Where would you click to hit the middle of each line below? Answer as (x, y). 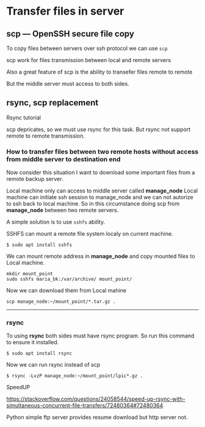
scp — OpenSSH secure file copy (70, 34)
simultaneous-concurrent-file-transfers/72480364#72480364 (85, 406)
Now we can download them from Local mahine (67, 291)
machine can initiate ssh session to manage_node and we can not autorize (100, 197)
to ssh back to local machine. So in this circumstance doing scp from (93, 204)
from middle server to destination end (63, 159)
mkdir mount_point (30, 274)
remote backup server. (35, 179)
